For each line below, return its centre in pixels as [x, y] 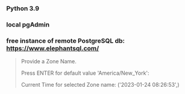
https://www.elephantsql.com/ [53, 48]
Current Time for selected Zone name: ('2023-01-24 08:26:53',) [100, 85]
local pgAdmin [28, 24]
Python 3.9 [23, 8]
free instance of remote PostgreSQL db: [66, 40]
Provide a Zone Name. [49, 61]
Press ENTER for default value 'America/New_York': [85, 73]
